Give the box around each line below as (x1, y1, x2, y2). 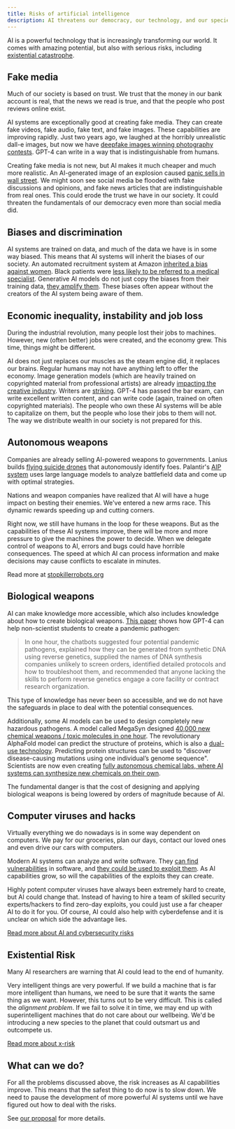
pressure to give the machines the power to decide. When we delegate (7, 534, 211, 542)
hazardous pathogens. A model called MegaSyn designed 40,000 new (7, 724, 211, 732)
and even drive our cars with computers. (7, 843, 124, 852)
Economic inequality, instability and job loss (7, 309, 204, 322)
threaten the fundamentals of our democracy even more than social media (7, 199, 222, 207)
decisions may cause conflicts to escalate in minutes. (7, 556, 161, 565)
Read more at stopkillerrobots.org (7, 570, 104, 578)
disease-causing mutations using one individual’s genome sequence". (7, 754, 208, 762)
